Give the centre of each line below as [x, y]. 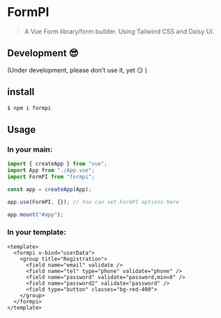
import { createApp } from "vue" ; [58, 164]
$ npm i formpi [29, 108]
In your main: [30, 149]
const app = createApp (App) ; [49, 189]
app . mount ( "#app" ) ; [36, 214]
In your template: [37, 232]
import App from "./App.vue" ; [51, 170]
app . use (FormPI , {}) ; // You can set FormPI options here [93, 202]
